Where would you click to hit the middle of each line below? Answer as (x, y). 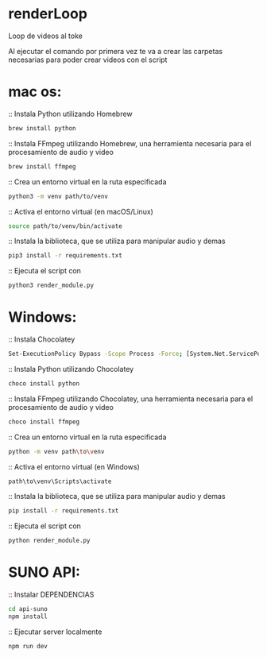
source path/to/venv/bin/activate (66, 226)
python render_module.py (49, 541)
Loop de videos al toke (46, 36)
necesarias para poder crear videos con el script (88, 60)
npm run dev (28, 646)
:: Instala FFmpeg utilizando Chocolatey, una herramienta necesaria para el (131, 399)
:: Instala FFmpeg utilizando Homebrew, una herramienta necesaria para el (130, 143)
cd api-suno (28, 609)
